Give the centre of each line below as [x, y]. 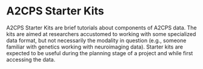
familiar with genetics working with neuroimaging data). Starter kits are [95, 47]
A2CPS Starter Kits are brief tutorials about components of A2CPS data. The [101, 28]
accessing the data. [31, 59]
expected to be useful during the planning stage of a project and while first [100, 53]
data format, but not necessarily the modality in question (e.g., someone [96, 40]
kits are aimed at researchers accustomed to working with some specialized [101, 34]
